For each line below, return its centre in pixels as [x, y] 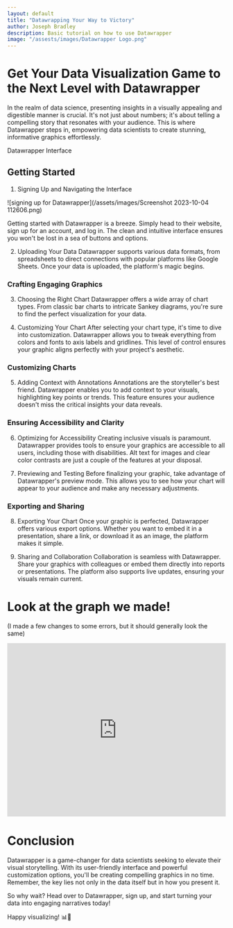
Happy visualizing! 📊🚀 [39, 917]
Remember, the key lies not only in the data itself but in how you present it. [114, 882]
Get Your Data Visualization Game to [114, 74]
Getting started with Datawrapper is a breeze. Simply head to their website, [114, 223]
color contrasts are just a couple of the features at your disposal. [110, 460]
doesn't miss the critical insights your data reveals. [90, 405]
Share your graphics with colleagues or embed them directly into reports [121, 564]
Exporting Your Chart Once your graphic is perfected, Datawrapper [113, 522]
